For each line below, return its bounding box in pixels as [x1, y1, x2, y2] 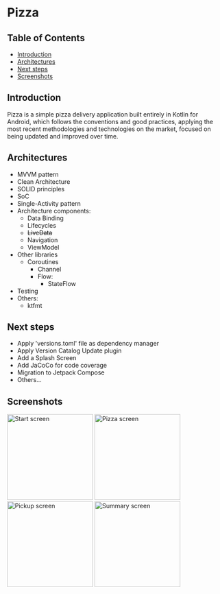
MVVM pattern [16, 170, 60, 178]
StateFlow [47, 279, 77, 287]
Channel [37, 265, 62, 273]
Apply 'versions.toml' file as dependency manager [16, 340, 160, 348]
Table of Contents [7, 32, 86, 44]
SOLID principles [16, 185, 65, 193]
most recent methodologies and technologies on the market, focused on [7, 125, 211, 133]
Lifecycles [27, 221, 57, 229]
